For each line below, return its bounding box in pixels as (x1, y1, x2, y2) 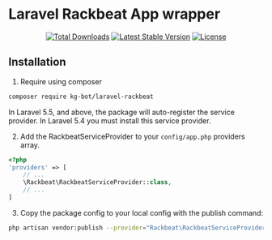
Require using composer (19, 76, 103, 86)
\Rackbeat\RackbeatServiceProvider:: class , (23, 178, 172, 186)
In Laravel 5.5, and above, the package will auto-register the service (8, 107, 235, 117)
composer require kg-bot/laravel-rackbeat (8, 92, 154, 101)
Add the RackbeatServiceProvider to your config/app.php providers (19, 131, 245, 141)
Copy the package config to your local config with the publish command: (19, 208, 264, 217)
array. (19, 139, 40, 150)
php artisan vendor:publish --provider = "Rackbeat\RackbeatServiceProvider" (8, 224, 270, 232)
